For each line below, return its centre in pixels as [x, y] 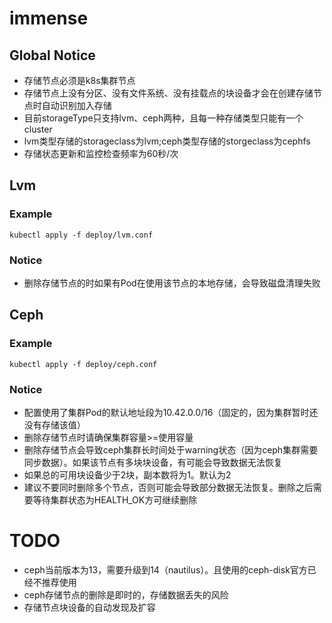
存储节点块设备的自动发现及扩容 [89, 607]
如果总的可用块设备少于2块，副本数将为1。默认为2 [127, 474]
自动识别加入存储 [76, 105]
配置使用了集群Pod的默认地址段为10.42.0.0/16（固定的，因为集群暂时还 [171, 412]
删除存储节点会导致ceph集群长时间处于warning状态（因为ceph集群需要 [171, 449]
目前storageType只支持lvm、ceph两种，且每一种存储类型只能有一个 [163, 118]
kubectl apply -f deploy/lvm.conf [81, 235]
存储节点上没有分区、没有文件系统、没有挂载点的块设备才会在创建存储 [168, 93]
